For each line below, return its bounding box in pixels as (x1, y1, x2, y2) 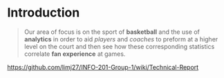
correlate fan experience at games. (24, 50, 126, 58)
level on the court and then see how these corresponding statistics (24, 42, 215, 50)
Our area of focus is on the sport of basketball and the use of (24, 28, 200, 36)
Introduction (7, 5, 80, 21)
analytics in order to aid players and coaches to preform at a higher (24, 35, 218, 43)
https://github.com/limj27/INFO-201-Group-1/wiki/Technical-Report (7, 63, 199, 71)
